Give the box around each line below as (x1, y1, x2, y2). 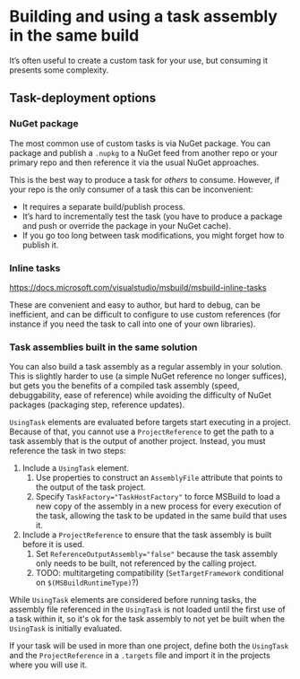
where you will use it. (9, 659, 88, 670)
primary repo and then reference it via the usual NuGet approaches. (9, 157, 260, 168)
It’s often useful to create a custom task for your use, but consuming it (9, 55, 269, 65)
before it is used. (21, 539, 85, 550)
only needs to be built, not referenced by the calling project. (35, 558, 257, 569)
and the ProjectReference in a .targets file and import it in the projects (9, 650, 270, 661)
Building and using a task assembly (9, 6, 278, 27)
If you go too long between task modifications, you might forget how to (21, 230, 285, 240)
